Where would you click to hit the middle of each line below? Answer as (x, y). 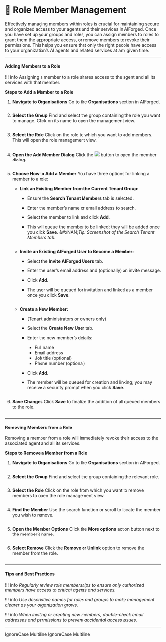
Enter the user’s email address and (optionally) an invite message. (94, 271)
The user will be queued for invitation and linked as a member (90, 290)
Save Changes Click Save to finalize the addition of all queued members (86, 402)
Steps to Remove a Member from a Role (46, 453)
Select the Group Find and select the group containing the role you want (86, 115)
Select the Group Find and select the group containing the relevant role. (85, 477)
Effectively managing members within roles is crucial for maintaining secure (82, 24)
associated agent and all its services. (43, 443)
